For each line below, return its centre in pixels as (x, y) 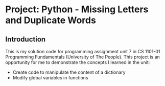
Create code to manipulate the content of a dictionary (69, 72)
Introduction (26, 39)
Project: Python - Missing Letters (77, 9)
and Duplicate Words (51, 20)
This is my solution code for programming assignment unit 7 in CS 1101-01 (83, 51)
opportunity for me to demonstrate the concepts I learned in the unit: (78, 62)
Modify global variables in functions (50, 78)
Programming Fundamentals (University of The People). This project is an (82, 57)
